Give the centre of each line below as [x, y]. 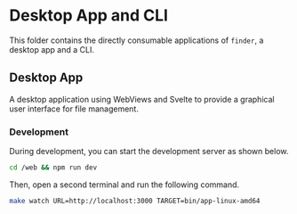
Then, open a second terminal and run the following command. [124, 185]
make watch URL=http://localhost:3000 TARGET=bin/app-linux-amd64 [135, 201]
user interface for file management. [74, 109]
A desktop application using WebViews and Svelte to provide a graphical [142, 99]
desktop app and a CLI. [52, 49]
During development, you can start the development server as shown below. [149, 152]
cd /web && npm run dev [53, 168]
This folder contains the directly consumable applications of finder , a [136, 40]
